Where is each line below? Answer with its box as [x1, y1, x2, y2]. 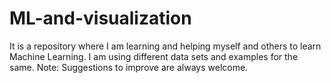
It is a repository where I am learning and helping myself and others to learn [9, 40, 322, 52]
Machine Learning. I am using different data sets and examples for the [9, 50, 299, 62]
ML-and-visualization [9, 7, 192, 30]
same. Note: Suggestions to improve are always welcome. [9, 61, 249, 73]
